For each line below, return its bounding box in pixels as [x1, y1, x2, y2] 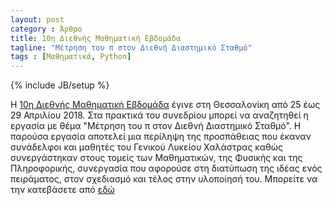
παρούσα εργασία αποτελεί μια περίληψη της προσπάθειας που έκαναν [10, 131, 312, 143]
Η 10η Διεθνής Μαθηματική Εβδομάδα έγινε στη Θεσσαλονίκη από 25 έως [10, 99, 321, 111]
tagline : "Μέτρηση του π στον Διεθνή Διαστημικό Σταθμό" [10, 42, 253, 53]
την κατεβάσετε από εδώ [10, 184, 115, 196]
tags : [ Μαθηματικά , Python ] [10, 52, 132, 62]
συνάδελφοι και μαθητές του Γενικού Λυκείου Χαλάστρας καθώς [10, 141, 283, 153]
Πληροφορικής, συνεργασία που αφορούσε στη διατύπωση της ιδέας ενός [10, 162, 323, 175]
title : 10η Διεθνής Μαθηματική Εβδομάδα [10, 33, 182, 43]
